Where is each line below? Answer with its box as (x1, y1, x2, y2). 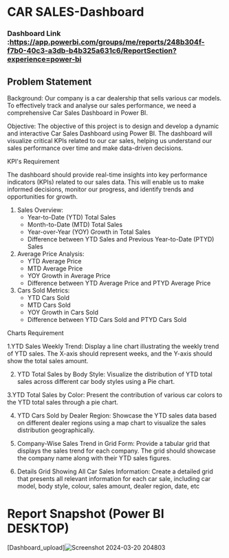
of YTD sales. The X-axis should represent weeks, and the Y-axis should (7, 349, 212, 358)
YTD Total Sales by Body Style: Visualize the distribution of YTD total (17, 369, 213, 378)
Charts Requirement (7, 328, 64, 337)
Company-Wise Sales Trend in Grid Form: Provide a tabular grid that (17, 439, 210, 447)
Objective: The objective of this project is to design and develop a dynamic (7, 122, 219, 130)
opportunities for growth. (7, 192, 78, 200)
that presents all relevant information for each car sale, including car (17, 474, 211, 482)
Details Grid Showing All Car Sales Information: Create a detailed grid (17, 467, 213, 475)
